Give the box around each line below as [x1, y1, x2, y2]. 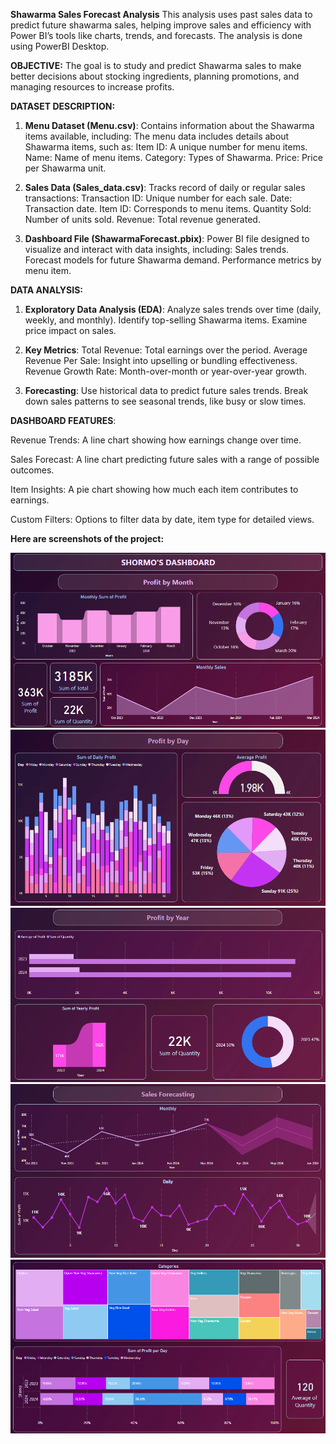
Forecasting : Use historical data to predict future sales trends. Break [24, 385, 309, 396]
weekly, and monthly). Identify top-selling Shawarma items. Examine [24, 314, 308, 326]
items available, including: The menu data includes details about [24, 130, 290, 142]
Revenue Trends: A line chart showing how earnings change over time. [10, 434, 302, 446]
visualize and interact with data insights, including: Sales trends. [24, 244, 290, 255]
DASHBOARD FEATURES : [10, 415, 117, 426]
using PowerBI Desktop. [10, 40, 110, 52]
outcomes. [10, 464, 55, 476]
